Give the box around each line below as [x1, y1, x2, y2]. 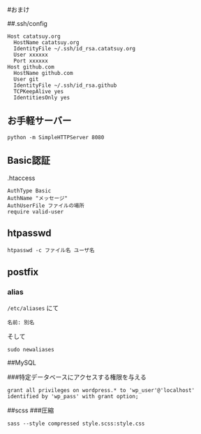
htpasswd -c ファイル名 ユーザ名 [7, 247, 95, 254]
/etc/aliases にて [7, 304, 59, 312]
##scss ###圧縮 [7, 406, 54, 414]
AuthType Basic [7, 187, 52, 194]
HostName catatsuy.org [13, 39, 80, 46]
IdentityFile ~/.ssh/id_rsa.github [13, 82, 117, 89]
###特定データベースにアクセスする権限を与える [7, 373, 147, 381]
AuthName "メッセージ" [7, 195, 68, 202]
